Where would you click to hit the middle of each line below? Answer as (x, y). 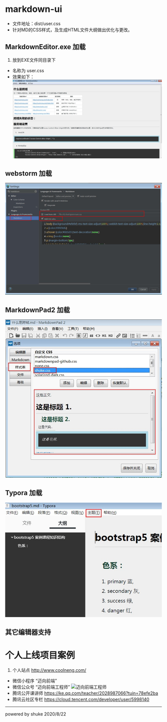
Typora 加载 (24, 493)
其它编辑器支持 (28, 632)
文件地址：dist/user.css (36, 23)
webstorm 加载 (29, 173)
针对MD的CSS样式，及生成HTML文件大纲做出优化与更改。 (72, 30)
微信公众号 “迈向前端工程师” (41, 687)
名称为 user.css (28, 70)
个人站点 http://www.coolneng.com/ (49, 670)
